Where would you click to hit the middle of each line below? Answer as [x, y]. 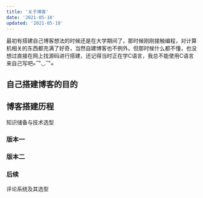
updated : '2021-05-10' [35, 23]
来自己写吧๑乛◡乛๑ [30, 63]
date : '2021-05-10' [31, 17]
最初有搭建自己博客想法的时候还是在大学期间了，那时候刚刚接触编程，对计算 [101, 41]
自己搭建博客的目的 [42, 84]
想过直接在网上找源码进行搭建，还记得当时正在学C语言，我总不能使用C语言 [100, 56]
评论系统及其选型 [27, 189]
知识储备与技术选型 [30, 122]
